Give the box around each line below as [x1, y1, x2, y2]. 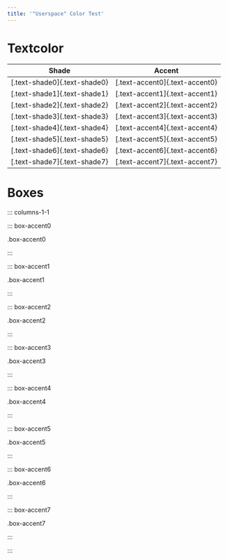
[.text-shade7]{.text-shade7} [10, 156, 109, 166]
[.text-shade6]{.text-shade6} [10, 145, 109, 155]
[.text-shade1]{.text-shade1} [10, 89, 109, 98]
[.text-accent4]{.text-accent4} [114, 123, 218, 133]
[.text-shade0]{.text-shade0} [10, 78, 109, 87]
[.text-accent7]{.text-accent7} [114, 156, 218, 166]
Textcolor [7, 40, 64, 56]
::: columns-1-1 [7, 207, 50, 216]
